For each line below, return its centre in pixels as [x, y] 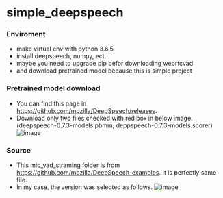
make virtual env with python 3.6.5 [65, 49]
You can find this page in [51, 103]
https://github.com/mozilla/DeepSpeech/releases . [87, 110]
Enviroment [26, 34]
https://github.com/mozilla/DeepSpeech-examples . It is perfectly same [116, 173]
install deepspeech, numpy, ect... [63, 56]
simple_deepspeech [65, 13]
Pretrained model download [53, 88]
